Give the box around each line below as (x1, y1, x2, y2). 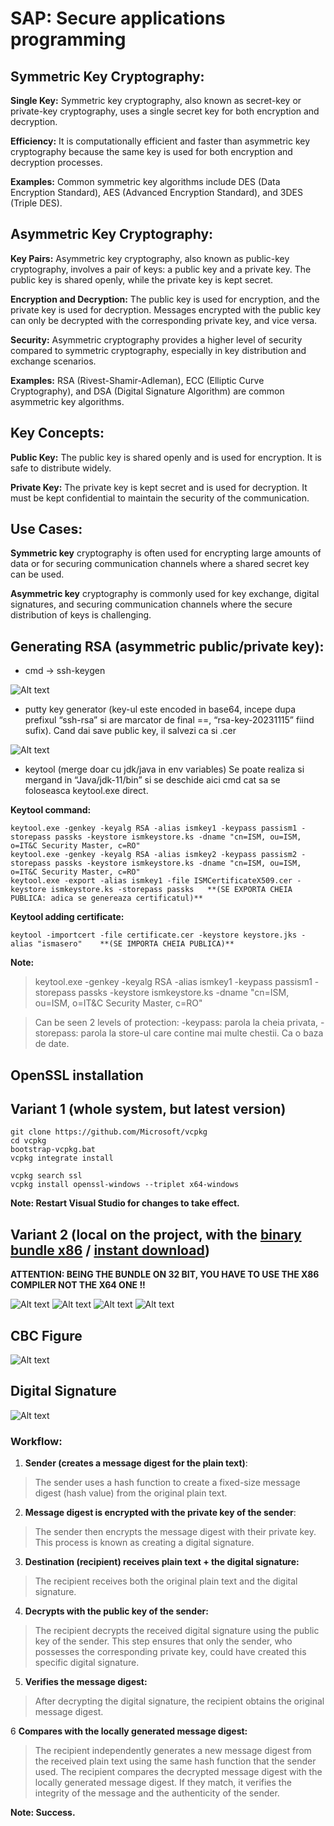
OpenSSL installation (10, 1067, 144, 1084)
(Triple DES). (10, 197, 63, 209)
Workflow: (10, 1434, 63, 1448)
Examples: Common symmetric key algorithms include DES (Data (10, 176, 281, 187)
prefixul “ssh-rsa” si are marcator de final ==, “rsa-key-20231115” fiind (24, 714, 315, 726)
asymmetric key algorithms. (10, 395, 125, 407)
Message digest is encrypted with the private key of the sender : (24, 1507, 297, 1519)
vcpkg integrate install (10, 1153, 114, 1164)
